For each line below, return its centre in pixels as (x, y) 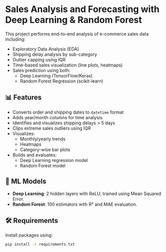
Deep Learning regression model (54, 160)
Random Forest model (43, 165)
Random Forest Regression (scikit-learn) (62, 81)
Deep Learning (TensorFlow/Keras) (56, 75)
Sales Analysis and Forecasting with (82, 9)
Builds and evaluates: (34, 155)
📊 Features (23, 97)
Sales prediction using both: (41, 70)
